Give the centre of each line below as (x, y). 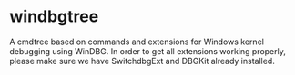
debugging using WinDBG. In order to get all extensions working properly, (148, 51)
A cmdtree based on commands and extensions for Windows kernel (137, 42)
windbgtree (54, 17)
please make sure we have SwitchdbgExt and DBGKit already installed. (142, 61)
